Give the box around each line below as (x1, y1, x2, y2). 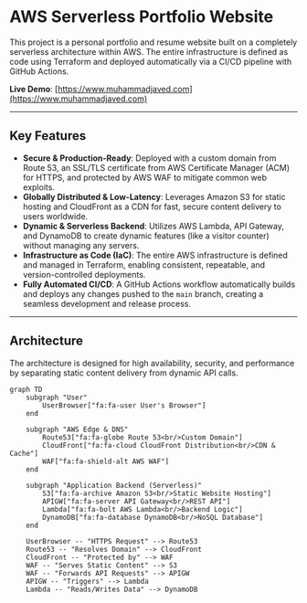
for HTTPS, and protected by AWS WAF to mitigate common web (22, 172, 268, 183)
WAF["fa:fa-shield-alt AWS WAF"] (42, 457, 170, 466)
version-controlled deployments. (22, 269, 146, 280)
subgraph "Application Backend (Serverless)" (26, 481, 203, 490)
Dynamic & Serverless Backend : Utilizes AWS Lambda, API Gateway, (22, 220, 285, 231)
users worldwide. (22, 210, 89, 221)
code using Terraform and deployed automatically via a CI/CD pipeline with (9, 56, 292, 67)
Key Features (9, 128, 87, 143)
